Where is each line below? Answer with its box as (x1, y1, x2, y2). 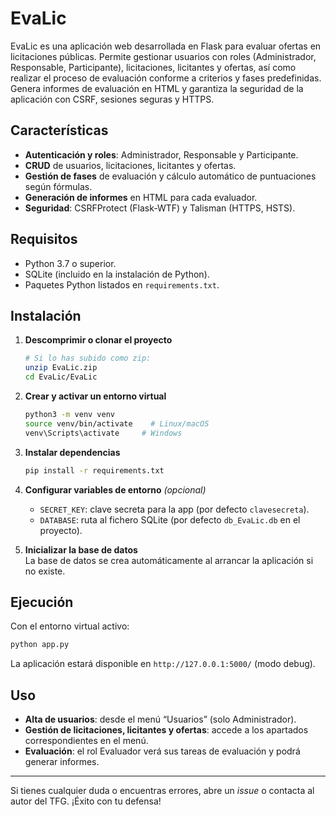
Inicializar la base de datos (24, 543, 138, 556)
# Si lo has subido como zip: (24, 353, 152, 364)
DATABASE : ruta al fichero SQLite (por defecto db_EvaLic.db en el (39, 513, 301, 526)
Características (10, 122, 109, 139)
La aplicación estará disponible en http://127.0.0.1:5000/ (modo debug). (10, 658, 316, 670)
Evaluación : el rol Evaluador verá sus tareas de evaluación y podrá (24, 745, 301, 757)
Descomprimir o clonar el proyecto (24, 334, 173, 346)
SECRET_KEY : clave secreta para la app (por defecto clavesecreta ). (39, 503, 310, 515)
